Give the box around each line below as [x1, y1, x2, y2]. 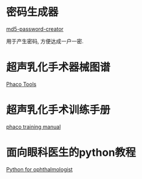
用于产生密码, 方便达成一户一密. [6, 37, 84, 44]
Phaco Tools [6, 81, 37, 88]
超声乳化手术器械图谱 [6, 60, 111, 74]
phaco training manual [6, 123, 61, 130]
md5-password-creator [6, 25, 64, 33]
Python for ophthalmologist [6, 165, 73, 172]
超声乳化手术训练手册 [6, 103, 111, 117]
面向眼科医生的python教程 [6, 146, 136, 159]
